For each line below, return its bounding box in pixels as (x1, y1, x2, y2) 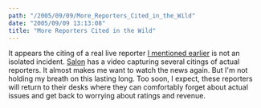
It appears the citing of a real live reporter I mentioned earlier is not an (8, 49, 240, 58)
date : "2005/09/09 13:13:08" (8, 19, 106, 27)
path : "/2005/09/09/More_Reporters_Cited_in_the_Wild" (8, 11, 196, 20)
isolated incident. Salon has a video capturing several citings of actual (8, 57, 240, 66)
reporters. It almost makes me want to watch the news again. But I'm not (8, 66, 248, 75)
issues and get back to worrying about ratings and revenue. (8, 91, 206, 101)
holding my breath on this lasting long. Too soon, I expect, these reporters (8, 74, 253, 84)
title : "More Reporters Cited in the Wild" (8, 26, 157, 34)
